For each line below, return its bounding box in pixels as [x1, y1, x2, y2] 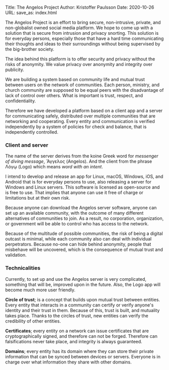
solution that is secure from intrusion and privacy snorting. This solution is [5, 30, 159, 36]
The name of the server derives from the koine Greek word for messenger [5, 153, 158, 159]
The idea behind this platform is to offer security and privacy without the [5, 56, 155, 62]
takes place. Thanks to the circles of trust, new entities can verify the [5, 313, 148, 319]
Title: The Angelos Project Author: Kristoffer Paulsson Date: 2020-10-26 [5, 5, 154, 10]
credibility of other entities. [5, 318, 61, 324]
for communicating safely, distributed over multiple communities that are [5, 113, 156, 119]
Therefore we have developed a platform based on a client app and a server [5, 108, 163, 113]
